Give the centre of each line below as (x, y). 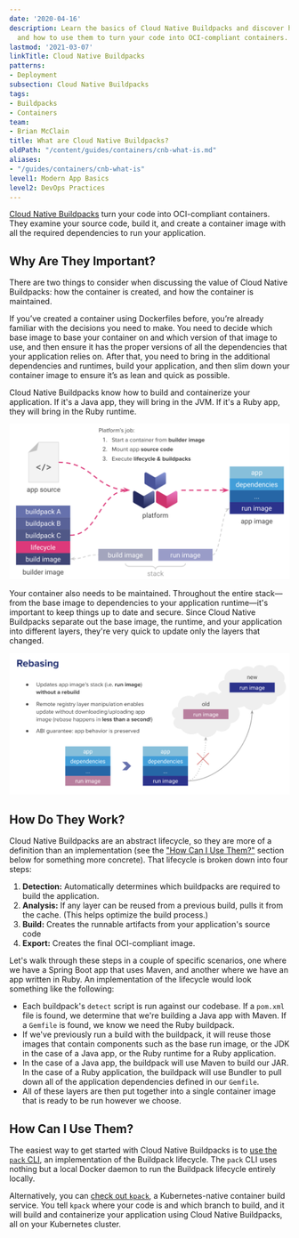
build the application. (61, 896)
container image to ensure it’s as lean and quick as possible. (120, 376)
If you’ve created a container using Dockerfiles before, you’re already (137, 319)
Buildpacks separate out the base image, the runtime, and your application (146, 621)
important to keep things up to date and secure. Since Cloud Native (133, 612)
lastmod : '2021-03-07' (51, 47)
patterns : (28, 66)
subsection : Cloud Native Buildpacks (79, 85)
